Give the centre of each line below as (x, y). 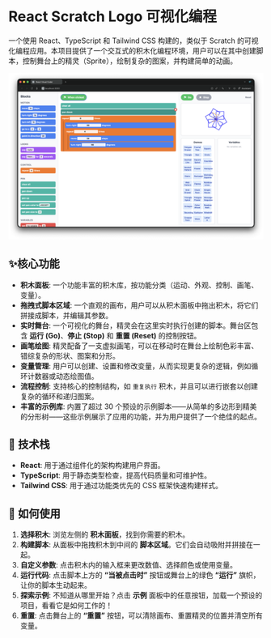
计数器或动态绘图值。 (63, 376)
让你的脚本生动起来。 (55, 585)
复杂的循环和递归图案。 (59, 396)
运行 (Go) (45, 335)
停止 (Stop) (86, 335)
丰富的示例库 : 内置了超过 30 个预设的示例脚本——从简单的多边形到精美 (138, 406)
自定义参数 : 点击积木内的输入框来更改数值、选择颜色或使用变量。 (128, 565)
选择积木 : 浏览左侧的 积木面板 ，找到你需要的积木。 (105, 534)
